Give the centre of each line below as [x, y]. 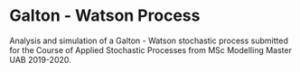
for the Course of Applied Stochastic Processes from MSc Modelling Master [150, 49]
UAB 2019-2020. [41, 59]
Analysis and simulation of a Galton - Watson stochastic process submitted [149, 40]
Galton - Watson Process [105, 16]
